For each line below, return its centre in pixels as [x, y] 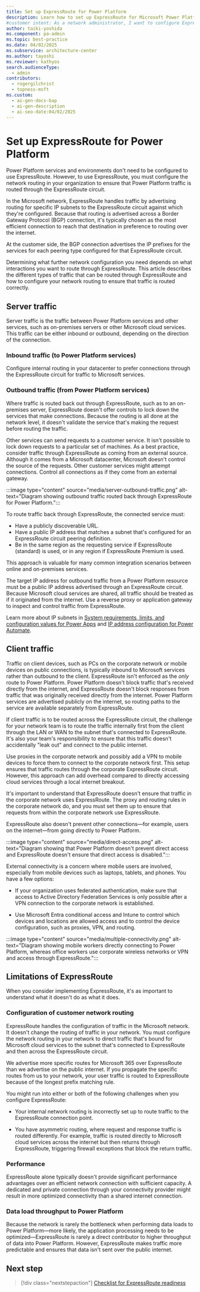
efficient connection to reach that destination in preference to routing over [97, 226]
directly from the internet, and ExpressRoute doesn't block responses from [98, 689]
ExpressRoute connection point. [54, 1118]
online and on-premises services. [47, 569]
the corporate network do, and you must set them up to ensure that [89, 806]
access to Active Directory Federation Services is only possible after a [101, 897]
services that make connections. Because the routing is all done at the [92, 416]
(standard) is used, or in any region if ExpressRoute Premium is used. [99, 551]
